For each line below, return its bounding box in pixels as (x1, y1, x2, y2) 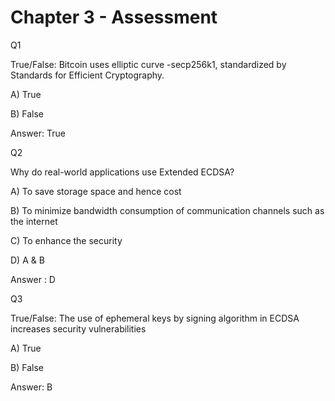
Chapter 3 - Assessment (10, 6, 218, 29)
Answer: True (10, 127, 66, 139)
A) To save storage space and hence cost (10, 185, 182, 197)
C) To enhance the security (10, 234, 123, 246)
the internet (10, 215, 58, 227)
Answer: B (10, 381, 53, 393)
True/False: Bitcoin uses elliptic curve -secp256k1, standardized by (10, 58, 287, 70)
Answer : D (10, 273, 56, 285)
